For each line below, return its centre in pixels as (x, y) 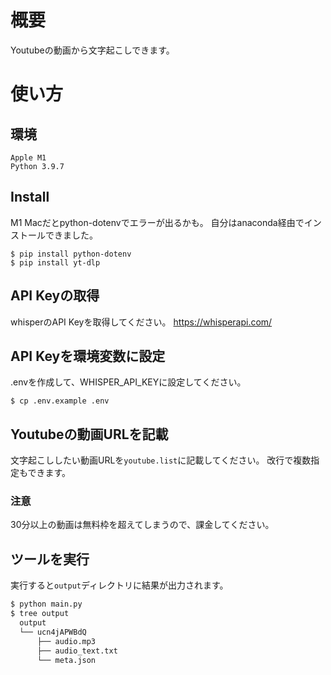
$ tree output (40, 614)
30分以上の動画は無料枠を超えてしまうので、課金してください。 (142, 525)
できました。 (71, 235)
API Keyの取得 (55, 296)
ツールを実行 (50, 559)
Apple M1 (28, 157)
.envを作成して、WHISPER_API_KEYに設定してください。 (128, 382)
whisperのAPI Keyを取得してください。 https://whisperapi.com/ (141, 322)
